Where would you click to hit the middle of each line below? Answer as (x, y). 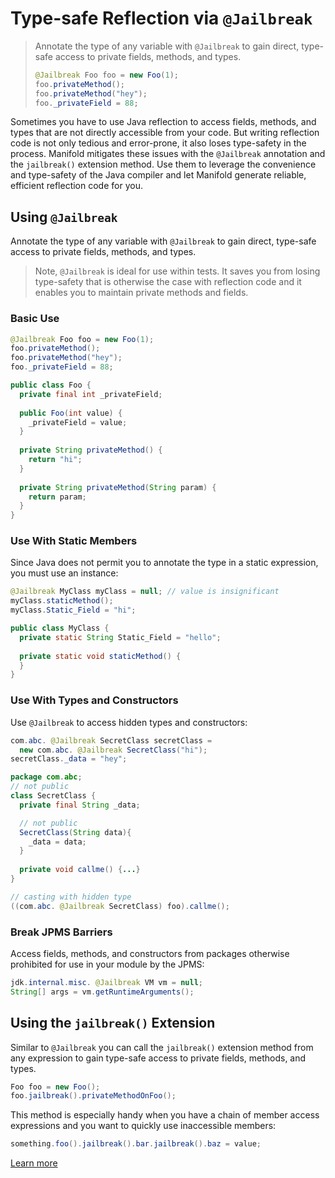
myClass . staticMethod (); (62, 601)
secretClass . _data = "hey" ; (69, 759)
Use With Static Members (74, 541)
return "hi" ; (55, 460)
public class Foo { (51, 385)
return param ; (57, 497)
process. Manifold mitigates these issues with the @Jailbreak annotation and (168, 154)
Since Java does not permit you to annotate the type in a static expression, (164, 563)
